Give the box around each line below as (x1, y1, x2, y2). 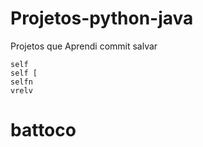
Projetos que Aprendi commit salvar (10, 40, 158, 52)
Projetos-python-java (10, 7, 194, 30)
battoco (10, 119, 77, 142)
